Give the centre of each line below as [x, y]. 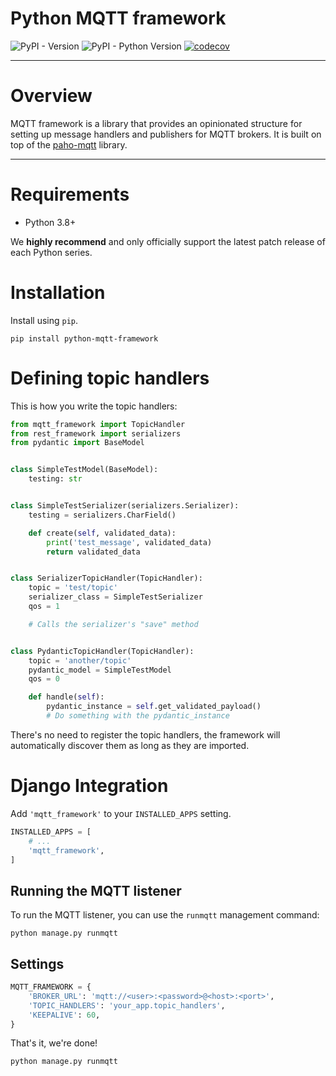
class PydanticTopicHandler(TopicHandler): [102, 651]
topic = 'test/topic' [73, 588]
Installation [58, 293]
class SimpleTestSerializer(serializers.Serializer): [125, 506]
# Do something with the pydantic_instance [138, 716]
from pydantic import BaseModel [77, 443]
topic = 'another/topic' [80, 660]
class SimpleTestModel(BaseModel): [84, 470]
